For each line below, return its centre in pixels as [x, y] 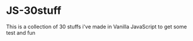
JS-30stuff [34, 11]
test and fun [21, 32]
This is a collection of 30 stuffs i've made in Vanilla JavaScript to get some [97, 27]
